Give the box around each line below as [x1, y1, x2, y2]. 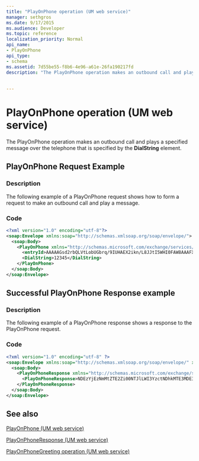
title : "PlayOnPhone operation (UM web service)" [6, 8, 131, 15]
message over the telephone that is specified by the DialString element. [6, 144, 182, 151]
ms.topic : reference [6, 31, 57, 37]
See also [6, 409, 38, 419]
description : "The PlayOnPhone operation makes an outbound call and [6, 69, 182, 75]
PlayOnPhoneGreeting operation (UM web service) [6, 447, 130, 454]
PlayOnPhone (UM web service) [6, 425, 85, 432]
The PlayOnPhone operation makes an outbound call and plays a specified [6, 138, 188, 145]
